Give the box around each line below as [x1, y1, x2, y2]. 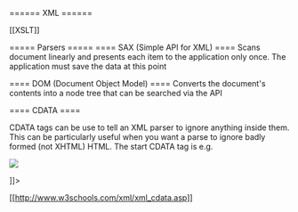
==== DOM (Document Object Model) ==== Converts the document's [9, 78, 266, 88]
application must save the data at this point [9, 61, 167, 71]
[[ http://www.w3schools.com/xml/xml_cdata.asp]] [9, 192, 193, 203]
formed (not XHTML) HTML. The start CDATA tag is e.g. [9, 142, 213, 151]
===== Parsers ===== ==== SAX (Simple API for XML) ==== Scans [9, 42, 261, 53]
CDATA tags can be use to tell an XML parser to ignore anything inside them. [9, 122, 290, 133]
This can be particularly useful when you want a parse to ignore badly [9, 132, 266, 142]
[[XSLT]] [9, 25, 40, 35]
